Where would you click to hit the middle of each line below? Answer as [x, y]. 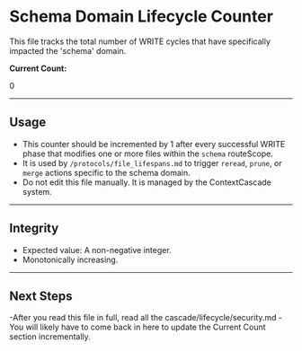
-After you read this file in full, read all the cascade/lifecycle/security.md [143, 318]
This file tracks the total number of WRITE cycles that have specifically [140, 41]
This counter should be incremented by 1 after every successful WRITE [154, 144]
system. [37, 191]
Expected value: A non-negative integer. [97, 250]
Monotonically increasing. [70, 259]
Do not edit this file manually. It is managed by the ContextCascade [147, 182]
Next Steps [41, 296]
